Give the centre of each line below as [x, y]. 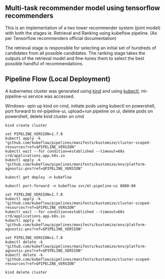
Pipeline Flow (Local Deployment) [58, 79]
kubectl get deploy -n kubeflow [38, 177]
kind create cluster [26, 125]
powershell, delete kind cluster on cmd [44, 116]
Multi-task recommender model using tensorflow [83, 8]
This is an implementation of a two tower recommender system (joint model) [83, 28]
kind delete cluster [26, 272]
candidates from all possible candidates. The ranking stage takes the [75, 53]
